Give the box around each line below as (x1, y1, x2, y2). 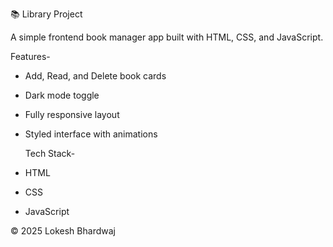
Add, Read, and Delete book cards (24, 70, 167, 82)
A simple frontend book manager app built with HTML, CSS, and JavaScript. (10, 31, 324, 43)
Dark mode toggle (24, 89, 100, 101)
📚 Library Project (10, 8, 83, 20)
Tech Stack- (24, 148, 76, 159)
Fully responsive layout (24, 109, 120, 120)
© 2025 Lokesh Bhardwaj (10, 225, 116, 237)
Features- (10, 51, 51, 62)
